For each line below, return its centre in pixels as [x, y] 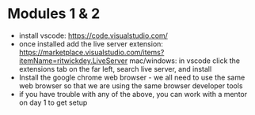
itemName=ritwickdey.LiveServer [73, 61]
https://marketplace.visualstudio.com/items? [91, 52]
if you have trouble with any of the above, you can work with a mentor [133, 94]
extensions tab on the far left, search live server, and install [115, 69]
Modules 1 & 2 [54, 14]
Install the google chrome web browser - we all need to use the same [132, 77]
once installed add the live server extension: [91, 43]
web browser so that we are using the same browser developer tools [131, 85]
